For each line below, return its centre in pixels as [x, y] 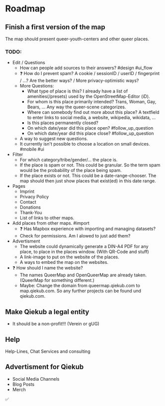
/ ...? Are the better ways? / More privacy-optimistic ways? [79, 81]
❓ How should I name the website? [47, 268]
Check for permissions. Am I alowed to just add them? [75, 236]
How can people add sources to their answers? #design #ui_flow [86, 68]
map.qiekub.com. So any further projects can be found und [81, 291]
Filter [18, 155]
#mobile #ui [32, 149]
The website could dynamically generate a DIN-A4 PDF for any [84, 246]
